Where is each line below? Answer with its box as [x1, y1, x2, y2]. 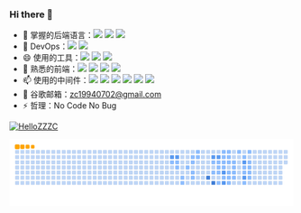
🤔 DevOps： [22, 41, 68, 52]
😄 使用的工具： [22, 52, 81, 63]
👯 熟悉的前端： [22, 63, 78, 75]
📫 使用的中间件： [22, 75, 89, 86]
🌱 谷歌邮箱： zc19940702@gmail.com [22, 89, 162, 100]
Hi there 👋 [9, 8, 54, 21]
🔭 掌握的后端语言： [22, 30, 94, 41]
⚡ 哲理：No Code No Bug [22, 100, 117, 111]
